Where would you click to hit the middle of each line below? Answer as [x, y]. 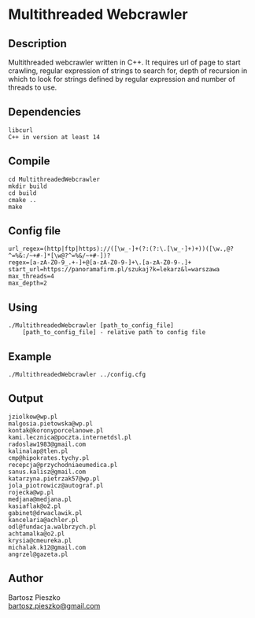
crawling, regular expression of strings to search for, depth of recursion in [128, 71]
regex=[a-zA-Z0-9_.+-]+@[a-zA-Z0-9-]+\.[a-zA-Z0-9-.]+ [100, 263]
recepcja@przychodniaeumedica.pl [63, 465]
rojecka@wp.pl [31, 492]
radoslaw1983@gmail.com [47, 444]
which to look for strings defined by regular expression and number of [122, 79]
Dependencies [44, 112]
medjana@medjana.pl [40, 499]
